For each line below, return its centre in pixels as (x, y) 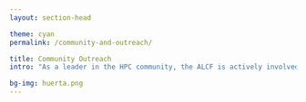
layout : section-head (51, 18)
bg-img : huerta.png (46, 83)
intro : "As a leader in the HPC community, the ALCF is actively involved (154, 67)
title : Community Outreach (61, 59)
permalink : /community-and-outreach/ (81, 42)
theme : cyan (32, 34)
